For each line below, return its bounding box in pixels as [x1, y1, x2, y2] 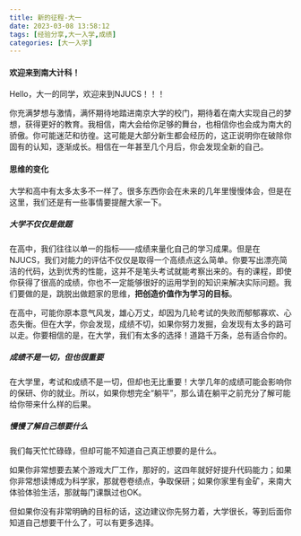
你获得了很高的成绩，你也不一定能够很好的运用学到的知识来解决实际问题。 [9, 277, 284, 287]
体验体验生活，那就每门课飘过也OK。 [9, 487, 147, 497]
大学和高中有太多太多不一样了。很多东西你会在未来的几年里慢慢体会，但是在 [9, 185, 292, 196]
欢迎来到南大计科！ [9, 66, 81, 77]
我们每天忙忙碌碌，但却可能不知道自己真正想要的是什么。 [9, 445, 221, 456]
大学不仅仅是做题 [9, 219, 73, 230]
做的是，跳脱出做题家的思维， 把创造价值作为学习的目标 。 [24, 288, 237, 299]
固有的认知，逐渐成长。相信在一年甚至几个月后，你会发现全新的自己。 [9, 141, 269, 153]
